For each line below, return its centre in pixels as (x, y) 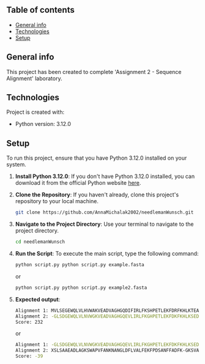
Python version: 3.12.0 (43, 124)
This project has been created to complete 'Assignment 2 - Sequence (94, 72)
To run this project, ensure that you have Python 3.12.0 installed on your (97, 158)
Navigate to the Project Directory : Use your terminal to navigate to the (104, 224)
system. (16, 165)
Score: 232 (29, 322)
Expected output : (38, 299)
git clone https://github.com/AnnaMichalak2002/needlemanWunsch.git (104, 213)
